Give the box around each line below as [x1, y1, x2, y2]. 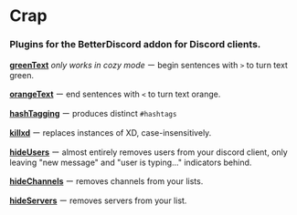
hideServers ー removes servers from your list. [9, 195, 187, 206]
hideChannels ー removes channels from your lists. [9, 176, 204, 187]
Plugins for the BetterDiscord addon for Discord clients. [9, 38, 261, 51]
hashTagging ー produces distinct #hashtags [9, 108, 177, 119]
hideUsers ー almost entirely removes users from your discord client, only [9, 147, 288, 158]
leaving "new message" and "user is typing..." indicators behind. [9, 157, 252, 169]
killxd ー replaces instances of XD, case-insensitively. [9, 128, 212, 138]
